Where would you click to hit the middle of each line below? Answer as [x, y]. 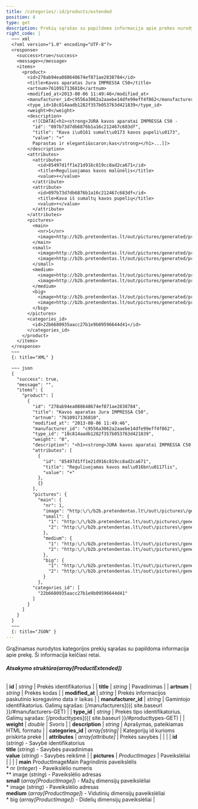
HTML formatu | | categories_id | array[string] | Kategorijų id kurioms [90, 730]
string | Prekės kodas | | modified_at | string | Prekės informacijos [86, 693]
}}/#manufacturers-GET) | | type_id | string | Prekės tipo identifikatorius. [94, 712]
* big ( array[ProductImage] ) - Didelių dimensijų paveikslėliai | [80, 799]
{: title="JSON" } [34, 632]
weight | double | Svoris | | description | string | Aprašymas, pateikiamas [95, 724]
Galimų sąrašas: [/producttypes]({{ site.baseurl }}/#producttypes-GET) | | [95, 717]
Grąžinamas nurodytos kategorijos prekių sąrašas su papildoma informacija [98, 648]
